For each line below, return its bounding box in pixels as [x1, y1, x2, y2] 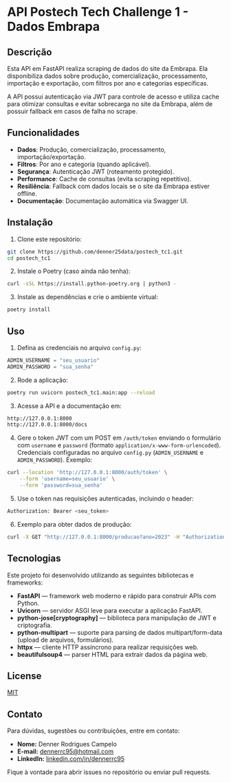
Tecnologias [7, 553, 61, 565]
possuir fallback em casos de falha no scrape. [7, 108, 137, 115]
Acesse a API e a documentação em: [16, 401, 122, 410]
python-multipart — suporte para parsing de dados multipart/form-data [16, 628, 223, 636]
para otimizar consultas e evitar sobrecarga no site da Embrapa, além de [7, 100, 213, 108]
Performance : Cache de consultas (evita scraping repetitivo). [16, 174, 192, 183]
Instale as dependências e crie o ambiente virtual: [16, 293, 159, 301]
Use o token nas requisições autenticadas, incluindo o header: [16, 494, 194, 502]
